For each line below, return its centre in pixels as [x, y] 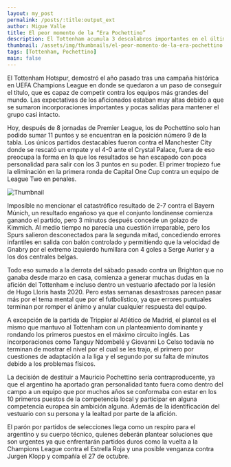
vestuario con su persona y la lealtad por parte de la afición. [92, 413]
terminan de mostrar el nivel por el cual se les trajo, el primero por [100, 349]
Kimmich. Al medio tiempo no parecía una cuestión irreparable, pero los [109, 227]
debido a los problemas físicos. [52, 363]
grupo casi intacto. [34, 114]
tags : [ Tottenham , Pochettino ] [52, 52]
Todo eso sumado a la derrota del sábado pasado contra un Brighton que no [115, 270]
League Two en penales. [42, 179]
